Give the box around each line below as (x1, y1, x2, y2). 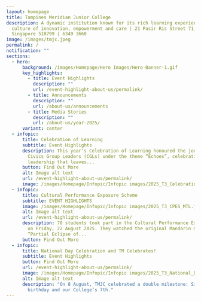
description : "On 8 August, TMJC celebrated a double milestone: (22, 281, 188, 287)
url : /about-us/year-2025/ (32, 120, 100, 126)
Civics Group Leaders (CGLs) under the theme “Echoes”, (28, 153, 170, 159)
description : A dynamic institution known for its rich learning (6, 20, 172, 26)
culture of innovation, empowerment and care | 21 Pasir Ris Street (11, 25, 186, 32)
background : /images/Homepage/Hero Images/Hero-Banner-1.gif (22, 64, 178, 71)
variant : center (22, 126, 63, 132)
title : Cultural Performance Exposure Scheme (22, 192, 138, 198)
